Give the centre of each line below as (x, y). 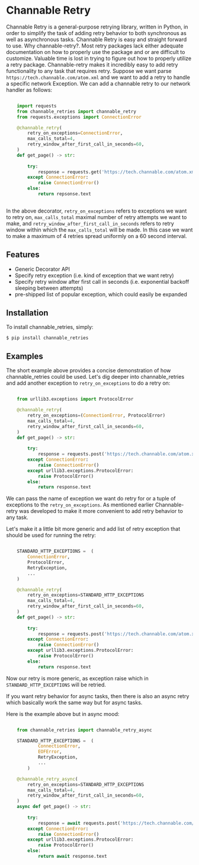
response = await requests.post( (79, 823)
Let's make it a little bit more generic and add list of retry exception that (93, 529)
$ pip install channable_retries (47, 338)
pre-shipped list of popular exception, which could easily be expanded (101, 294)
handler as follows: (29, 90)
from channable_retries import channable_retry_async (84, 730)
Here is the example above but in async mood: (63, 714)
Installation (27, 313)
